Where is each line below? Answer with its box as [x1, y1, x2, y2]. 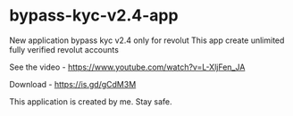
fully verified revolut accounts [9, 44, 119, 54]
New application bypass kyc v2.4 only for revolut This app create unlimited [9, 35, 285, 46]
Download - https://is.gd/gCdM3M [9, 79, 137, 89]
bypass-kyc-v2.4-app [9, 5, 179, 26]
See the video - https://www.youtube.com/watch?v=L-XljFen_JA [9, 62, 246, 72]
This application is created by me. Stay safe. [9, 95, 172, 107]
